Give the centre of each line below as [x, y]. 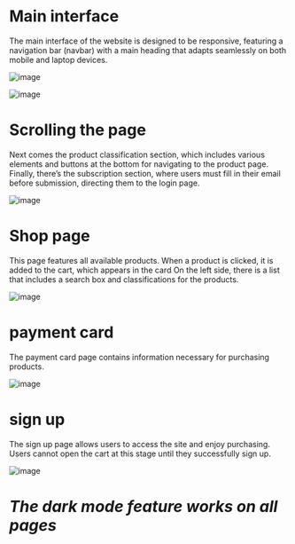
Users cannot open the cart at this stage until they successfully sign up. [140, 453]
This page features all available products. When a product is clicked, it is [141, 260]
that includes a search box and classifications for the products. [124, 279]
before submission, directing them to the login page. [105, 183]
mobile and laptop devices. [58, 59]
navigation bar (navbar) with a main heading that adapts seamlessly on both [147, 50]
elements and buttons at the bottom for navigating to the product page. [139, 164]
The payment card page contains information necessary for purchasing [140, 357]
